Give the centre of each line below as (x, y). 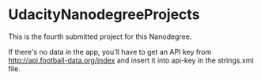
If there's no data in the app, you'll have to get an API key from (110, 51)
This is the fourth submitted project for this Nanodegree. (100, 36)
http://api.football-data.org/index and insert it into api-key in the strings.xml (131, 60)
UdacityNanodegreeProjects (104, 15)
